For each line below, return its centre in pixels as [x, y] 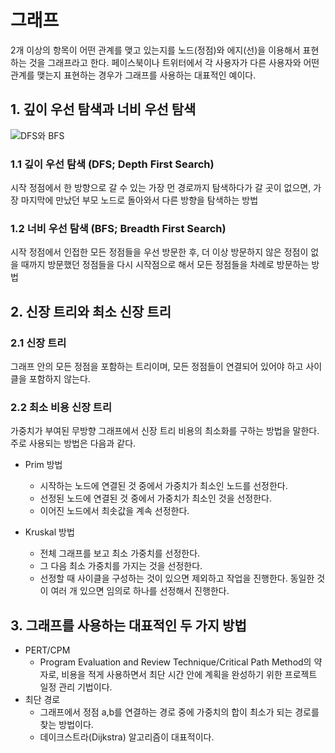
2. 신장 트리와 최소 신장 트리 [91, 311]
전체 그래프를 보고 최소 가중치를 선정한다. [120, 553]
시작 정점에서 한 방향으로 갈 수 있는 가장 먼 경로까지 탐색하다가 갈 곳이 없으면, [161, 188]
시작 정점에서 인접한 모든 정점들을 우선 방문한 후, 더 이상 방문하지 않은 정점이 [159, 252]
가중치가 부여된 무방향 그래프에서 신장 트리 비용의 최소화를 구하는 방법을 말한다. [165, 431]
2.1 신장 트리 [38, 343]
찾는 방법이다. [66, 725]
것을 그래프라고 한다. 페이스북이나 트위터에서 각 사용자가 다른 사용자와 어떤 [174, 62]
